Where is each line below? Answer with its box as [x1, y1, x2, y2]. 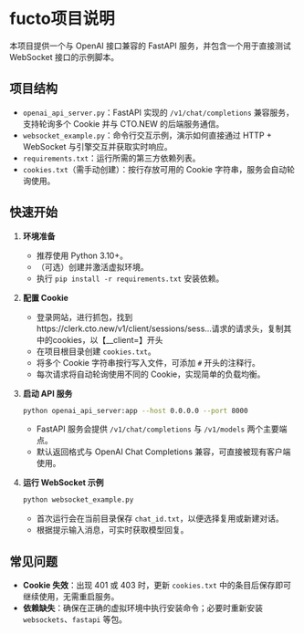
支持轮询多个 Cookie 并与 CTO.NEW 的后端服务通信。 [22, 118, 225, 129]
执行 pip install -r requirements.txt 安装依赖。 [36, 273, 225, 284]
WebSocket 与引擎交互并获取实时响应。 [22, 140, 173, 151]
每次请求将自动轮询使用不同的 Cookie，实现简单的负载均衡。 [36, 369, 266, 379]
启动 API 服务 [22, 388, 73, 399]
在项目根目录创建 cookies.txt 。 [36, 346, 157, 357]
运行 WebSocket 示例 [22, 477, 104, 488]
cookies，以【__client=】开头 [52, 334, 163, 345]
